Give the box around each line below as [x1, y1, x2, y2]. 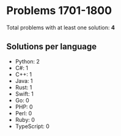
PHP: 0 [15, 103, 33, 110]
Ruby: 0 [15, 116, 35, 123]
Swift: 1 [15, 90, 34, 98]
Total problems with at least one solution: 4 [6, 24, 115, 31]
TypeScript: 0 [15, 123, 50, 130]
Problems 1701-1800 [6, 4, 112, 18]
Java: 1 [15, 77, 33, 84]
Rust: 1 [15, 84, 32, 91]
